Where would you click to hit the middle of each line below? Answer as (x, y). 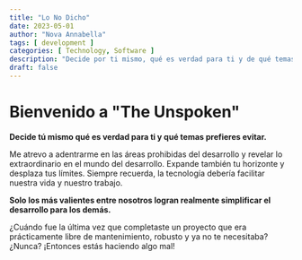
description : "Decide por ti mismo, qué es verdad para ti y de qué (140, 59)
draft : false (34, 68)
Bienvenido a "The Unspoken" (124, 112)
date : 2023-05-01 (42, 26)
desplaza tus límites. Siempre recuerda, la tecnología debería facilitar (137, 173)
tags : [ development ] (52, 43)
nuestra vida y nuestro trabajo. (66, 182)
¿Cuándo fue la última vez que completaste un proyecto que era (128, 227)
